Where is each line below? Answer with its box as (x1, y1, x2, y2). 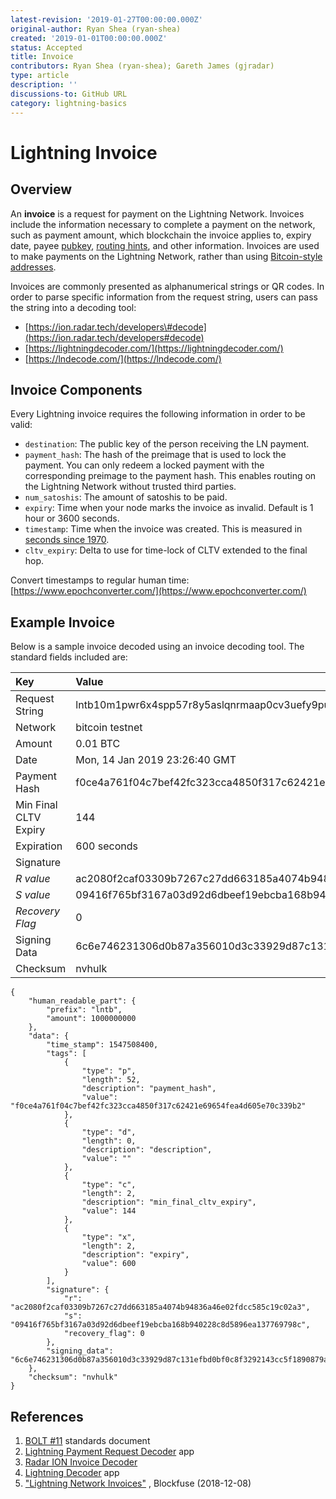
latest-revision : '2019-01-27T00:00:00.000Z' (10, 14, 203, 25)
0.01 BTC (75, 737, 121, 751)
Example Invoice (10, 614, 115, 631)
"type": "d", (81, 1127, 137, 1138)
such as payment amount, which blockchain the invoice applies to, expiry (10, 229, 312, 241)
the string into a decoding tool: (10, 301, 137, 313)
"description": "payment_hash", (81, 1084, 217, 1094)
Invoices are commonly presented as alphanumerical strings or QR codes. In (10, 280, 325, 292)
